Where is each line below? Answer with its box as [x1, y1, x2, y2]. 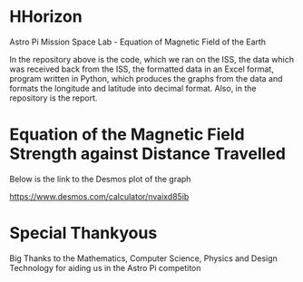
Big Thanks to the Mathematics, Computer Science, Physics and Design [9, 252, 279, 264]
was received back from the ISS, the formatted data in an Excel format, [9, 63, 274, 74]
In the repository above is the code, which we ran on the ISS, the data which [9, 53, 295, 64]
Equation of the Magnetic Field [9, 124, 245, 145]
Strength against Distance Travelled [9, 143, 287, 164]
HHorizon [9, 6, 83, 27]
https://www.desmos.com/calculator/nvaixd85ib [9, 190, 190, 201]
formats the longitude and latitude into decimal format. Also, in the [9, 83, 257, 93]
